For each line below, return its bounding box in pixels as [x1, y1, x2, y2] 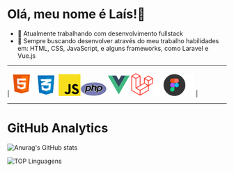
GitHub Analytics [7, 120, 109, 136]
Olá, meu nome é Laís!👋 [7, 6, 146, 22]
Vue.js [17, 52, 36, 60]
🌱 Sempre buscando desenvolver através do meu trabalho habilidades [17, 36, 219, 45]
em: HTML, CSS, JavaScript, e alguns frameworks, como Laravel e [17, 44, 209, 52]
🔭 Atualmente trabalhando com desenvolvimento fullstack [17, 29, 183, 38]
